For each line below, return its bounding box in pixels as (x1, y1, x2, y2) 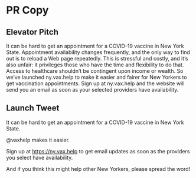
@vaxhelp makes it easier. (6, 136, 70, 143)
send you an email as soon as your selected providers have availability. (6, 86, 179, 93)
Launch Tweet (6, 103, 60, 113)
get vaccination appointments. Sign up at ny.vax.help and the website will (6, 80, 185, 87)
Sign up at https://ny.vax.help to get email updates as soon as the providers (6, 147, 190, 155)
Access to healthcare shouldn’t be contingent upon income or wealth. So (6, 68, 184, 74)
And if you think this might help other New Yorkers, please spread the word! (6, 165, 191, 172)
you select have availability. (6, 154, 73, 161)
